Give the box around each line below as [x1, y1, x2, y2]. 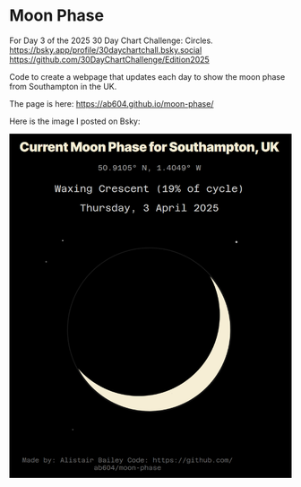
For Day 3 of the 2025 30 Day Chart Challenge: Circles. [9, 35, 213, 46]
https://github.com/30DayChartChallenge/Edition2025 [9, 54, 211, 65]
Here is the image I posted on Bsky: [9, 116, 141, 126]
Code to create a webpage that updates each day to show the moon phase [9, 71, 286, 82]
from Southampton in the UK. [9, 81, 117, 91]
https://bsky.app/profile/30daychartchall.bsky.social [9, 44, 202, 55]
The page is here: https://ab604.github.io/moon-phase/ [9, 98, 214, 109]
